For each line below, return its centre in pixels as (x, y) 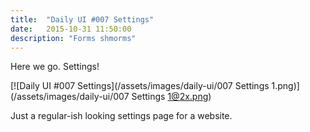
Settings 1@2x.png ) (171, 97)
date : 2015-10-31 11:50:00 (71, 29)
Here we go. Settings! (55, 67)
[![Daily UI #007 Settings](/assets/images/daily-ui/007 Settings (140, 86)
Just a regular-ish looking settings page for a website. (121, 116)
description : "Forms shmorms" (73, 38)
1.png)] (285, 86)
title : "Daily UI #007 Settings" (82, 19)
